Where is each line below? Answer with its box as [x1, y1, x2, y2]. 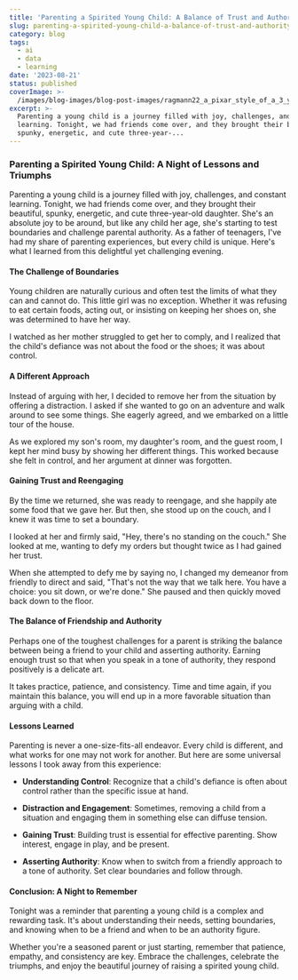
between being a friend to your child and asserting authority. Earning [9, 645, 261, 656]
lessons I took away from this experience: [9, 759, 161, 769]
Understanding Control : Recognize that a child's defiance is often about [21, 777, 287, 787]
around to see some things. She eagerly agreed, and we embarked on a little [9, 410, 289, 420]
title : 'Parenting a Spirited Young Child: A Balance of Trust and [9, 12, 264, 22]
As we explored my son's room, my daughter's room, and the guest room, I [9, 436, 283, 447]
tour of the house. [9, 418, 75, 429]
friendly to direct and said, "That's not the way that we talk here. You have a [9, 577, 286, 587]
